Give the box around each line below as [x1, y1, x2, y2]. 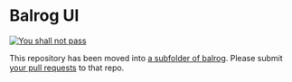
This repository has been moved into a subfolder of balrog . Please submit [9, 52, 283, 63]
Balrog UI [9, 5, 80, 26]
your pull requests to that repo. [9, 62, 125, 73]
